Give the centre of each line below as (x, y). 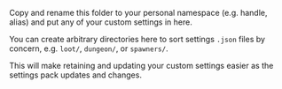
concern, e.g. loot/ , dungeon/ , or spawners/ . (89, 48)
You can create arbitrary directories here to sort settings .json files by (137, 39)
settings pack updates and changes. (75, 75)
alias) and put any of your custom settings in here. (101, 22)
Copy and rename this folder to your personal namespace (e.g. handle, (138, 13)
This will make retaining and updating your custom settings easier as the (141, 66)
